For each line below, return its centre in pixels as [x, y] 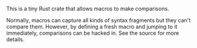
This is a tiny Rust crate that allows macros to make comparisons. [88, 9]
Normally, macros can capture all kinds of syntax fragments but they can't [98, 20]
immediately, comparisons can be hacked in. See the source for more [93, 33]
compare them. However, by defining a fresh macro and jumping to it [92, 27]
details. [15, 39]
